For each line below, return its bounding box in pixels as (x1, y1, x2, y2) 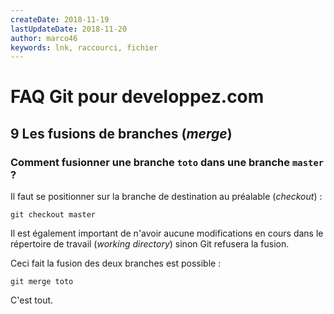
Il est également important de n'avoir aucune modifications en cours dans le (10, 227, 324, 240)
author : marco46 (10, 33, 78, 43)
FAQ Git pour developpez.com (10, 86, 265, 108)
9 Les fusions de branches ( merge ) (10, 125, 233, 142)
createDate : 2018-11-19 (10, 14, 110, 25)
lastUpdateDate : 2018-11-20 (10, 24, 128, 34)
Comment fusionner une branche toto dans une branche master (10, 155, 325, 169)
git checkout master (10, 210, 97, 220)
